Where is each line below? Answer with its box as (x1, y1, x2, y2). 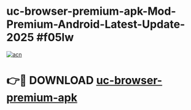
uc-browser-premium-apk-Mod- (6, 4, 176, 18)
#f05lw (36, 31, 74, 44)
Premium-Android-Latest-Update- (6, 17, 185, 31)
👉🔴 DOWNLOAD (6, 74, 94, 87)
